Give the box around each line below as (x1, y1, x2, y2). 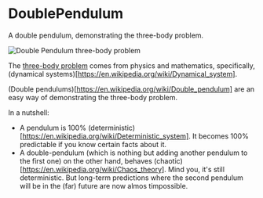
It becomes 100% (192, 131, 249, 141)
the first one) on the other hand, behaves (19, 156, 153, 165)
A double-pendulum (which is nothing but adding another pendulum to (19, 148, 248, 157)
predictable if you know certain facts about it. (19, 139, 167, 149)
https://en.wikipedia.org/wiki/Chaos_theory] (22, 164, 165, 174)
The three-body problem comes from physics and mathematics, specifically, (8, 60, 255, 70)
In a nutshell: (8, 107, 49, 117)
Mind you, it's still (167, 164, 225, 174)
